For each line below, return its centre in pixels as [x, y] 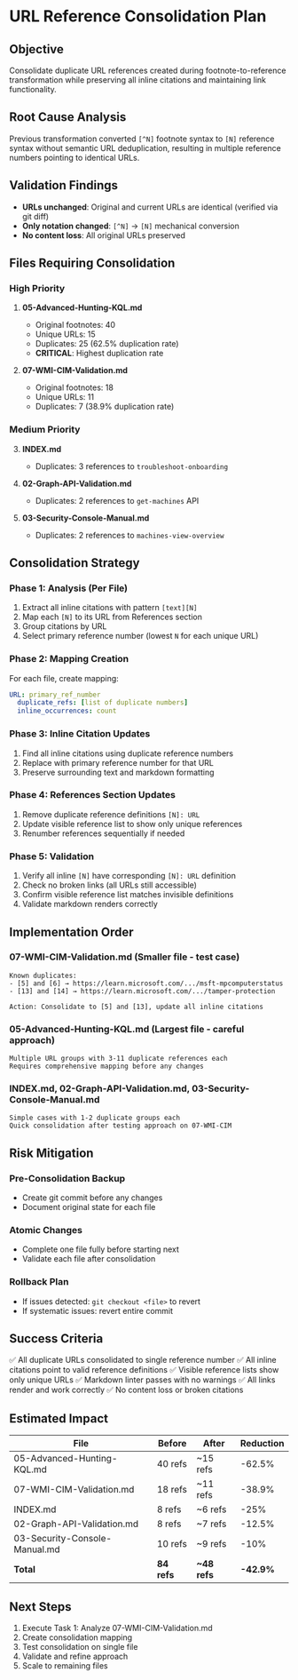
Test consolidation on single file [80, 1647]
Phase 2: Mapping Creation [69, 659]
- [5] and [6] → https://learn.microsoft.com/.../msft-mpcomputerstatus [146, 983]
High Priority [37, 288]
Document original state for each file [89, 1207]
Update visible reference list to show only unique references [132, 824]
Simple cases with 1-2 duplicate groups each [94, 1118]
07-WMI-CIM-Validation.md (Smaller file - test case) [125, 957]
